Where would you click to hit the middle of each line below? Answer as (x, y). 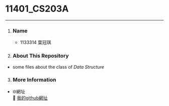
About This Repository (40, 56)
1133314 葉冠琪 (35, 42)
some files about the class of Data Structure (58, 67)
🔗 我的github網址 (30, 98)
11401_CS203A (37, 9)
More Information (34, 80)
